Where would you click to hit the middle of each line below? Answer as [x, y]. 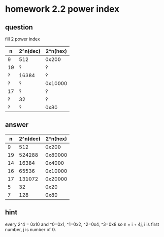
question [19, 27]
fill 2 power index [23, 39]
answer [17, 125]
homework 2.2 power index [62, 9]
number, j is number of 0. [31, 229]
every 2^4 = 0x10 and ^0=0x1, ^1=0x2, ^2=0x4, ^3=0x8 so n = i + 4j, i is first [82, 224]
